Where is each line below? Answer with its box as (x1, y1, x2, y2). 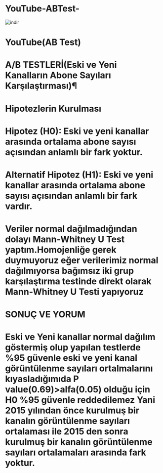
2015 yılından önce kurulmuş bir (5, 405, 140, 416)
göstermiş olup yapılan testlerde (5, 342, 141, 353)
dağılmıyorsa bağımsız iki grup (5, 265, 134, 277)
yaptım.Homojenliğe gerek (5, 244, 117, 256)
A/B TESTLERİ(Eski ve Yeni (5, 59, 117, 71)
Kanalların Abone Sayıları (5, 70, 111, 81)
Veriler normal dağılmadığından (5, 223, 137, 235)
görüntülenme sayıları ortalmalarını (5, 363, 153, 374)
